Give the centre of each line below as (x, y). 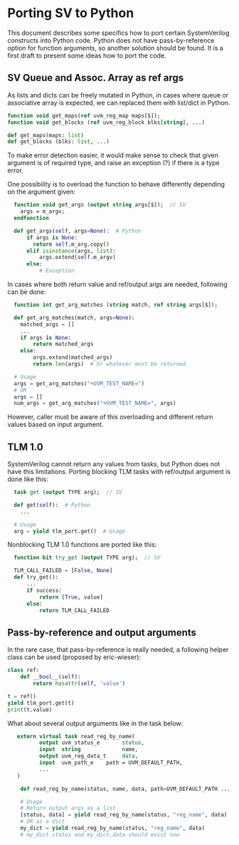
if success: (44, 590)
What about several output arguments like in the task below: (95, 723)
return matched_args (63, 344)
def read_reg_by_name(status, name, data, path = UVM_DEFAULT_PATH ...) (127, 789)
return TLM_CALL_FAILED (74, 610)
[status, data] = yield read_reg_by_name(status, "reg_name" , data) (124, 815)
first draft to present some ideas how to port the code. (87, 56)
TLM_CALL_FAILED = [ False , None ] (63, 571)
